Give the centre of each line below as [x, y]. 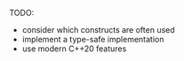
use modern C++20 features [74, 49]
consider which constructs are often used [98, 30]
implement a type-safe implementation [93, 39]
